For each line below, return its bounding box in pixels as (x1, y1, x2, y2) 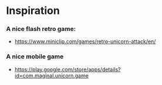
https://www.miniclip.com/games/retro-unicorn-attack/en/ (14, 38, 156, 45)
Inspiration (6, 4, 60, 17)
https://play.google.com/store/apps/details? (14, 66, 121, 73)
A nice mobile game (6, 52, 64, 61)
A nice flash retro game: (6, 25, 76, 33)
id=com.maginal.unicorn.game (14, 72, 89, 79)
